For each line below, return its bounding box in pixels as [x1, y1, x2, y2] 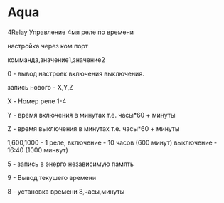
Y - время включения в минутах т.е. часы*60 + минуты [7, 110, 176, 119]
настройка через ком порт [7, 41, 89, 50]
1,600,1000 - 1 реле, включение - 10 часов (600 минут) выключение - [7, 138, 218, 147]
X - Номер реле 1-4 [7, 97, 67, 105]
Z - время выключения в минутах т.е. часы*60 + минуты [7, 124, 180, 132]
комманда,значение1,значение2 [7, 55, 105, 64]
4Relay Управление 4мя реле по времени [7, 28, 134, 36]
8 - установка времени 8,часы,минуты [7, 187, 125, 196]
